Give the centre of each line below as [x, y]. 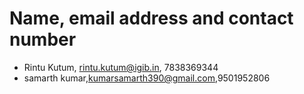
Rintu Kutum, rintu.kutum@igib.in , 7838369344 [121, 67]
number [43, 39]
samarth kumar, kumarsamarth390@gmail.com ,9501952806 [147, 78]
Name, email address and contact [151, 18]
